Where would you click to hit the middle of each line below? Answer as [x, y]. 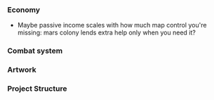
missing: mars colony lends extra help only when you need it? [107, 32]
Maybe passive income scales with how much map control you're [112, 25]
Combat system [35, 51]
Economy [24, 10]
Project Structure [37, 89]
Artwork [22, 70]
